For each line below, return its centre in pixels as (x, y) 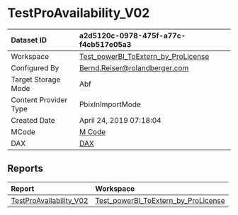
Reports (25, 169)
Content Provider (39, 99)
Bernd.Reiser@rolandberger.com (134, 67)
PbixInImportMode (110, 104)
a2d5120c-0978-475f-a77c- (132, 35)
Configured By (35, 67)
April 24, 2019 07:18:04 (120, 120)
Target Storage (36, 79)
